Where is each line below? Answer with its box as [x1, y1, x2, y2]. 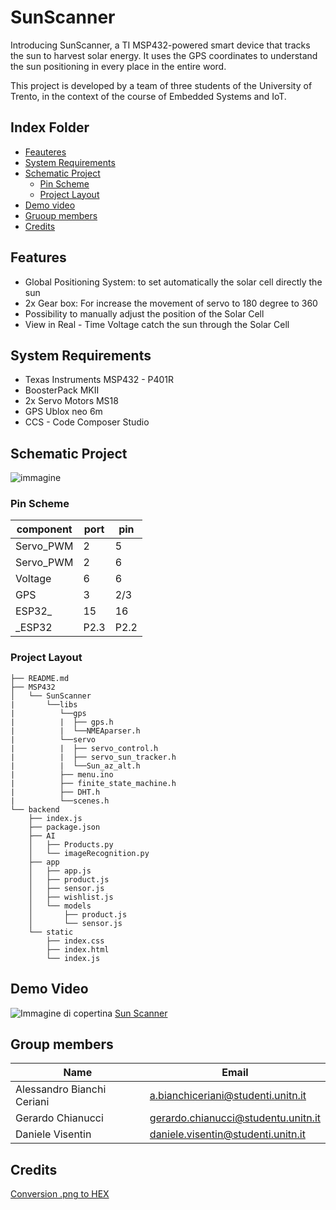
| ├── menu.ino [10, 769, 114, 780]
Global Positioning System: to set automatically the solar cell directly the [24, 276, 323, 288]
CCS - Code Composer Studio [24, 416, 150, 428]
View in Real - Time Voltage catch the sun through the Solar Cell [24, 318, 290, 330]
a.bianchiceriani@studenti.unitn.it [149, 1089, 307, 1103]
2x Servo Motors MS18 [24, 395, 119, 407]
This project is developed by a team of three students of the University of [10, 79, 313, 91]
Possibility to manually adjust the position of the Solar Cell [24, 307, 265, 320]
